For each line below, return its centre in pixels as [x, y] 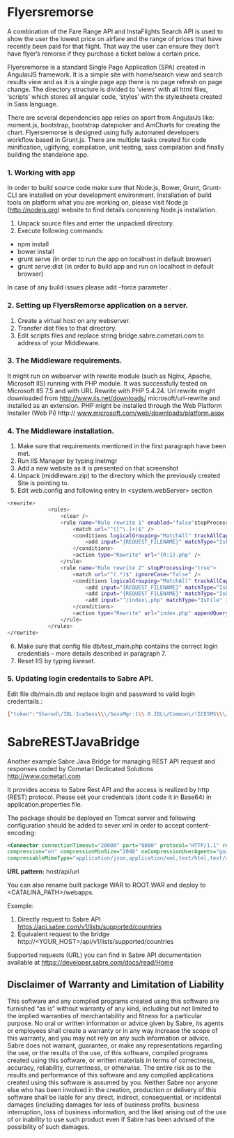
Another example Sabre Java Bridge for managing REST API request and [111, 761]
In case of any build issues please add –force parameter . [89, 287]
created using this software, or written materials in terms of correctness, [111, 1060]
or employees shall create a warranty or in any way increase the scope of [112, 1031]
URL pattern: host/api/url [43, 871]
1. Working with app [41, 173]
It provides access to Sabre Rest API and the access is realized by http [109, 789]
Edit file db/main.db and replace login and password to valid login [101, 694]
